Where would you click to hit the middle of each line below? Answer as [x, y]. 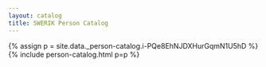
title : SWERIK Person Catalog [59, 23]
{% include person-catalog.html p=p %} [74, 54]
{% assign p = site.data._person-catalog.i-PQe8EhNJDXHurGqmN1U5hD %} [133, 45]
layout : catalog [35, 16]
